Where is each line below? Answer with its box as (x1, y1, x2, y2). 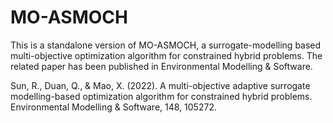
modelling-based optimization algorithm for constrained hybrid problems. (10, 90, 313, 102)
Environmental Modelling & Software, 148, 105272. (10, 101, 217, 113)
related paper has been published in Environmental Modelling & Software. (10, 60, 313, 72)
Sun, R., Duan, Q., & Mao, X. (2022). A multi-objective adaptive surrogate (10, 79, 311, 91)
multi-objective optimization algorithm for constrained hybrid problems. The (10, 49, 323, 61)
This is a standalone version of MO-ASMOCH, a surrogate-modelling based (10, 39, 322, 51)
